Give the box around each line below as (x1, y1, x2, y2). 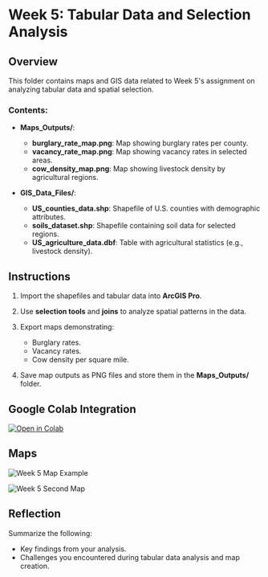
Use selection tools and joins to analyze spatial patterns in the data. (19, 307, 247, 317)
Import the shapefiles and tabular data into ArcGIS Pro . (19, 291, 202, 301)
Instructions (8, 269, 71, 283)
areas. (31, 155, 54, 166)
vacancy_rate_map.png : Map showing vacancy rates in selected (31, 147, 247, 157)
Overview (8, 55, 59, 68)
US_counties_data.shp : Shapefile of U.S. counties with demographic (31, 203, 261, 214)
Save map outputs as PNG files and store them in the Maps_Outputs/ (19, 370, 250, 380)
